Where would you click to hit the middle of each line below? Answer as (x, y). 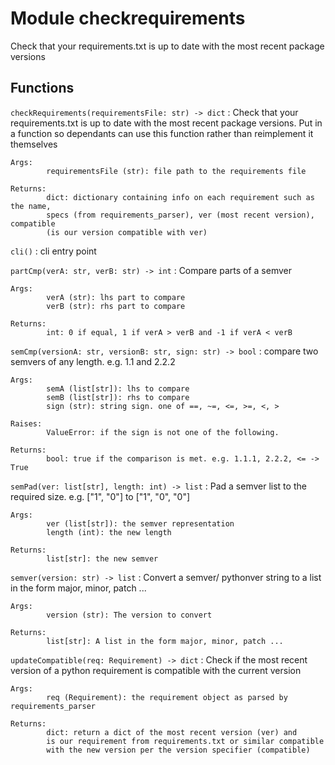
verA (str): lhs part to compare (116, 297)
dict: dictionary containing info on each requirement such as (180, 197)
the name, (31, 206)
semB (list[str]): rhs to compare (118, 397)
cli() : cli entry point (53, 251)
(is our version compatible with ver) (127, 232)
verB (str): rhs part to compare (116, 306)
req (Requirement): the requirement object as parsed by (167, 697)
